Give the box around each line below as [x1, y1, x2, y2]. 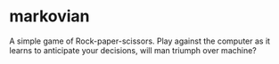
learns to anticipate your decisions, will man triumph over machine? [9, 44, 257, 55]
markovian [9, 6, 90, 27]
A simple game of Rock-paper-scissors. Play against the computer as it [9, 36, 270, 46]
